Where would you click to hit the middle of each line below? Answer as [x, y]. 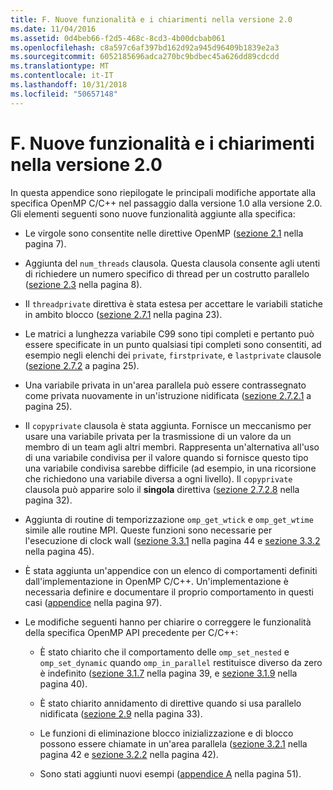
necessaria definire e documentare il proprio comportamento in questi [169, 592]
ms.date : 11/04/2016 [53, 29]
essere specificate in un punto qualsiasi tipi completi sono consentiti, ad [173, 344]
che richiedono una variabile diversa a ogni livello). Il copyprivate [158, 478]
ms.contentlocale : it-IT [62, 76]
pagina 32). [48, 500]
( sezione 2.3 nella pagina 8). [83, 284]
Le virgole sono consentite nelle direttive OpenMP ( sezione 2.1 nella [164, 233]
